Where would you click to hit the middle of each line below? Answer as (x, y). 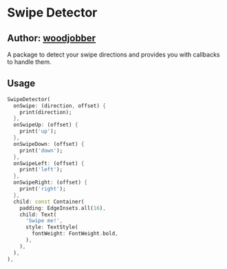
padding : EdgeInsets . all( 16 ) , (63, 208)
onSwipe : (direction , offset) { (60, 106)
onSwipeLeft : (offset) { (49, 163)
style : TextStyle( (52, 227)
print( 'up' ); (38, 131)
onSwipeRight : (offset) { (51, 183)
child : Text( (38, 215)
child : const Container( (49, 202)
